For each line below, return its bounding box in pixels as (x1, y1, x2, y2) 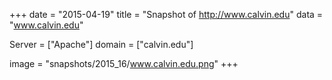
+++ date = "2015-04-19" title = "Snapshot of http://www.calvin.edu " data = (9, 9, 324, 20)
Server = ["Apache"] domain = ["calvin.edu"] (9, 39, 194, 50)
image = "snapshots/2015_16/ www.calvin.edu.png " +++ (9, 58, 239, 69)
